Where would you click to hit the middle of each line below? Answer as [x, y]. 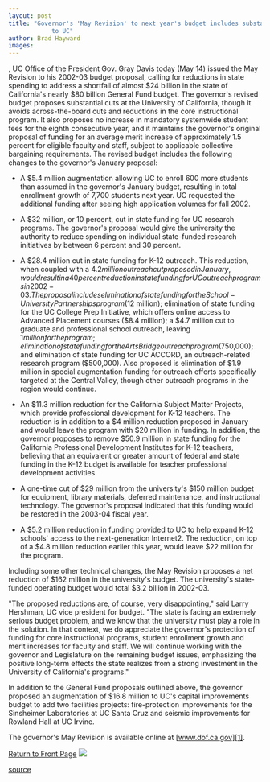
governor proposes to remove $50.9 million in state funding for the [130, 438]
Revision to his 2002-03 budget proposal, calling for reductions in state [127, 77]
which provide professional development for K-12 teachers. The [125, 413]
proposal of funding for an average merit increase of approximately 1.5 [125, 137]
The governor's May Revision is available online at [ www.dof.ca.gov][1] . [127, 738]
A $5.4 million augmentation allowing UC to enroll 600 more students [134, 179]
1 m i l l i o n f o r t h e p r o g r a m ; [57, 338]
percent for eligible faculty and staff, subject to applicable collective [121, 146]
